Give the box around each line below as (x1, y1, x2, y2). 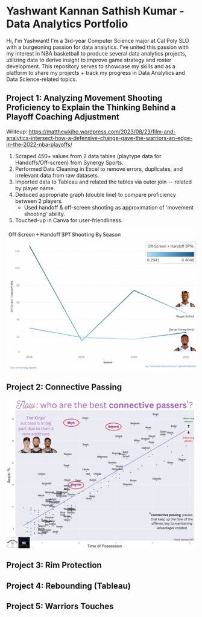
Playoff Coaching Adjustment (6, 112, 119, 122)
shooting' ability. (24, 210, 65, 217)
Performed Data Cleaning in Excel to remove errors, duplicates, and (14, 165, 183, 173)
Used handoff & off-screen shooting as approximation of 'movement (24, 203, 194, 211)
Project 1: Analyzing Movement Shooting (6, 93, 163, 103)
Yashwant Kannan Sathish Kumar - (6, 4, 185, 18)
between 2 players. (14, 197, 63, 205)
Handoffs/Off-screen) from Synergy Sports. (14, 159, 124, 166)
